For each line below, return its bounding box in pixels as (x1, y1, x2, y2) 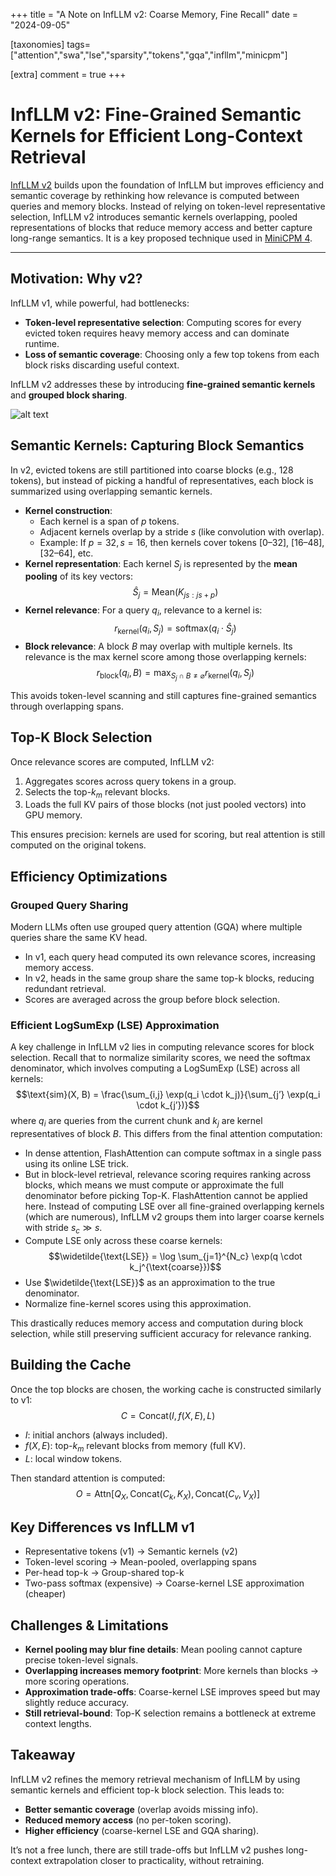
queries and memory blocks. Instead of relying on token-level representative (10, 200, 326, 212)
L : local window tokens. (24, 1452, 123, 1464)
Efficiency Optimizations (10, 868, 168, 885)
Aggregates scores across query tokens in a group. (24, 775, 237, 787)
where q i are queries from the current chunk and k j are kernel (10, 1115, 263, 1129)
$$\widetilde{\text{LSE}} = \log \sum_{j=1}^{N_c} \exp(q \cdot (48, 1250, 303, 1263)
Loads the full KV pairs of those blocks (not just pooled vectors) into (24, 799, 307, 811)
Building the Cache (10, 1357, 132, 1374)
